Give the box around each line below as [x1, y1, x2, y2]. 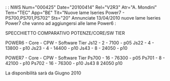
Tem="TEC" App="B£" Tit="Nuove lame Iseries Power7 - [5, 10, 125, 16]
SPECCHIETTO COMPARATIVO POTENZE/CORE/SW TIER [5, 30, 125, 36]
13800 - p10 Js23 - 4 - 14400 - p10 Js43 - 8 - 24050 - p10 [5, 45, 128, 51]
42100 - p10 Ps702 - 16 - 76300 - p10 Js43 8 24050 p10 [5, 60, 123, 66]
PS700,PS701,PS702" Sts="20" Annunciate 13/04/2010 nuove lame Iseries [5, 15, 161, 21]
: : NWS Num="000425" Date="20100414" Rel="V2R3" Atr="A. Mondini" [5, 5, 157, 10]
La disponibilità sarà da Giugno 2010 [5, 70, 81, 76]
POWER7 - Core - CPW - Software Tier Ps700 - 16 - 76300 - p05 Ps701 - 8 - [5, 55, 165, 61]
